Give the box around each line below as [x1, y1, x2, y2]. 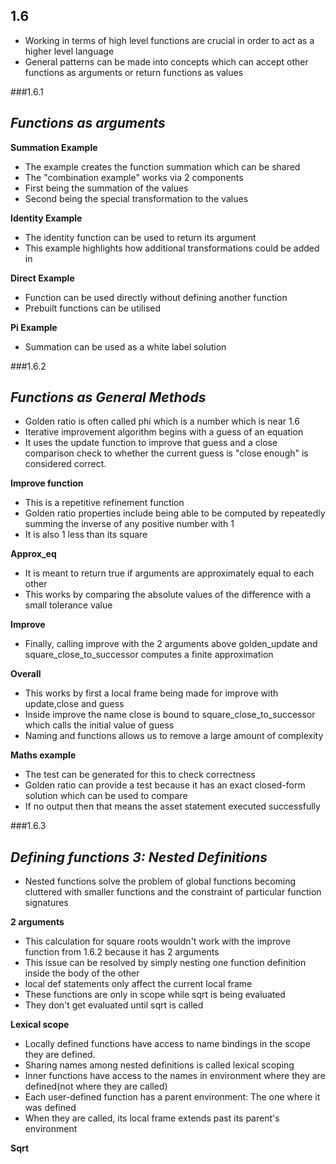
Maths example [10, 749, 77, 761]
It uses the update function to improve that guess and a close [24, 437, 278, 449]
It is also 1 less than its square [24, 529, 148, 541]
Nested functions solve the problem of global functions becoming [24, 875, 297, 888]
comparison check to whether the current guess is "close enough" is [24, 447, 309, 459]
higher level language [24, 45, 115, 57]
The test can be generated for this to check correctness [24, 769, 256, 781]
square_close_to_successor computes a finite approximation [24, 649, 274, 661]
